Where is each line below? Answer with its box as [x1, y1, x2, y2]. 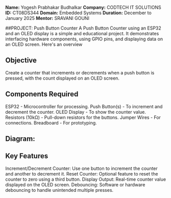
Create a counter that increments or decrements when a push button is [5, 69, 155, 76]
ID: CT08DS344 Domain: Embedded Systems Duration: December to [5, 10, 152, 16]
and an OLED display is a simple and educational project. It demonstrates [5, 31, 159, 36]
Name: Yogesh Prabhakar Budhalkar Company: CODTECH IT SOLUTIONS [5, 5, 162, 10]
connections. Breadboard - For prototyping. [5, 119, 97, 126]
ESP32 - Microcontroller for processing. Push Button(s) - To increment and [5, 103, 163, 109]
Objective [5, 56, 37, 65]
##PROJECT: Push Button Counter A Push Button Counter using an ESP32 [5, 25, 162, 31]
